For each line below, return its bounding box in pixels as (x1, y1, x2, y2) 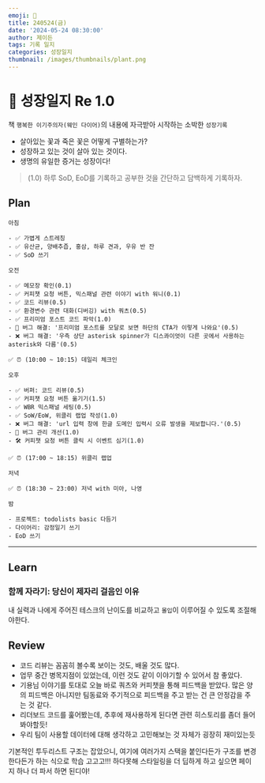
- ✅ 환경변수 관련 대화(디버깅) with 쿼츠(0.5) (8, 307, 147, 314)
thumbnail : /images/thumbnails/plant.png (8, 56, 147, 64)
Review (8, 638, 46, 652)
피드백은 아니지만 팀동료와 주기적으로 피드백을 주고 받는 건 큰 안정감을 (28, 691, 243, 700)
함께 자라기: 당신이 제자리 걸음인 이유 (8, 585, 140, 597)
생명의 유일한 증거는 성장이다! (19, 156, 111, 166)
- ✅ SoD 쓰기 (8, 250, 50, 259)
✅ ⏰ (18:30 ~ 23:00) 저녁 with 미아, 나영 (8, 484, 143, 492)
